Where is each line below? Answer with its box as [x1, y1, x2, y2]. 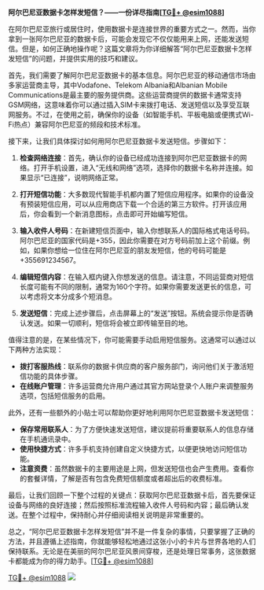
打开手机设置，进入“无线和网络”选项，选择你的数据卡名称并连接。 [33, 163, 247, 172]
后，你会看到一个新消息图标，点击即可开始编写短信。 [19, 209, 192, 219]
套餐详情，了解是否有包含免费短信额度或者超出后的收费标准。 [26, 474, 226, 483]
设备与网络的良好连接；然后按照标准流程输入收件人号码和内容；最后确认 [8, 500, 242, 510]
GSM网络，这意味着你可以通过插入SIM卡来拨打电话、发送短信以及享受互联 [8, 100, 250, 109]
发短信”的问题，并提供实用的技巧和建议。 [8, 54, 143, 63]
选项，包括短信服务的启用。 [19, 391, 110, 400]
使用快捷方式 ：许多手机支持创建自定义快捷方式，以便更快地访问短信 [19, 444, 240, 453]
